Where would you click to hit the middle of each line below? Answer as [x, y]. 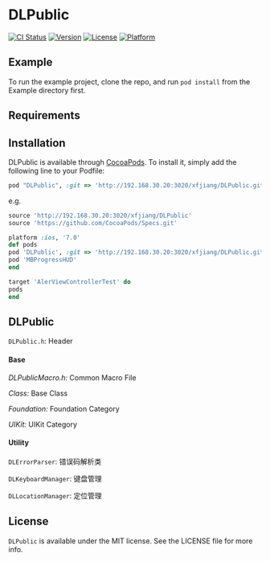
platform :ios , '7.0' [45, 238]
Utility [19, 443]
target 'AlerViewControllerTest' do [70, 282]
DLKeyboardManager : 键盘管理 [55, 478]
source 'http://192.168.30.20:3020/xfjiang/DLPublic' [100, 215]
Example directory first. [47, 90]
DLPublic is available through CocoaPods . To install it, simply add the [123, 162]
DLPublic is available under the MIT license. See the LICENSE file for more [131, 541]
